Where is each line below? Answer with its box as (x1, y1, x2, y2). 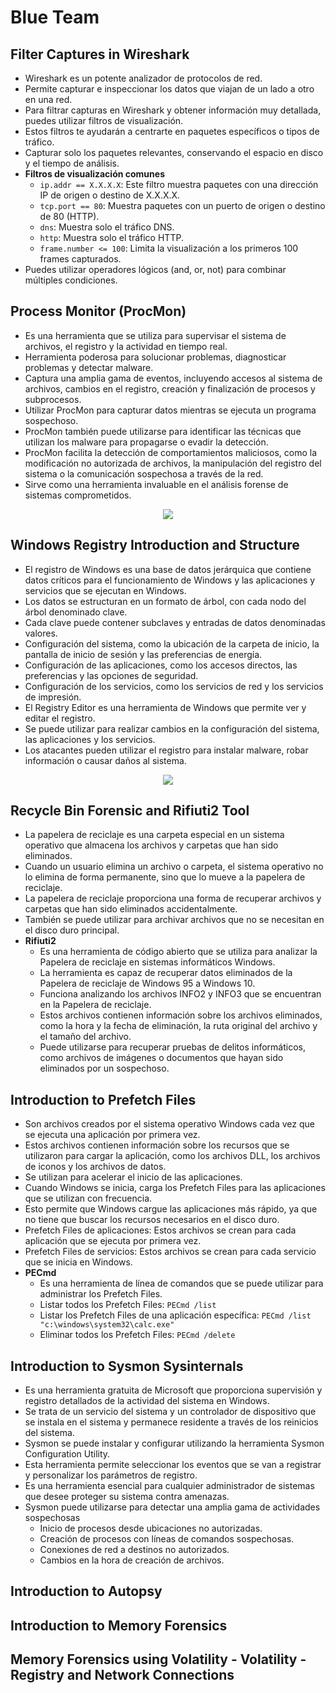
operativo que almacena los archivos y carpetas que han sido (24, 839, 279, 851)
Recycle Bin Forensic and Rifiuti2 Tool (10, 802, 250, 820)
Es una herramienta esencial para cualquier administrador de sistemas (24, 1480, 315, 1492)
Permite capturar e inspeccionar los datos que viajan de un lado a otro (24, 83, 315, 95)
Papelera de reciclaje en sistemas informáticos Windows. (39, 956, 276, 968)
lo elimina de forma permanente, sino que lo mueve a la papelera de (24, 871, 306, 883)
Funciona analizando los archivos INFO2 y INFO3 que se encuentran (39, 988, 322, 1000)
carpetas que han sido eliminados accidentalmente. (24, 903, 238, 915)
